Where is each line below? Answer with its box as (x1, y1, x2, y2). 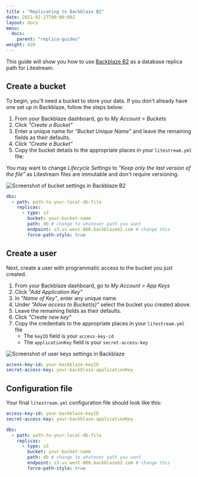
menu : (6, 25, 20, 31)
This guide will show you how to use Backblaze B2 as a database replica (6, 57, 183, 65)
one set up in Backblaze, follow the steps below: (6, 103, 124, 110)
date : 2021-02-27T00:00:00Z (6, 14, 76, 20)
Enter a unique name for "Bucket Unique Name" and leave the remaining (14, 127, 191, 135)
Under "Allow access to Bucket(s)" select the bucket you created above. (14, 300, 191, 308)
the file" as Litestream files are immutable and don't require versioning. (6, 170, 179, 178)
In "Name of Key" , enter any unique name (14, 294, 116, 302)
